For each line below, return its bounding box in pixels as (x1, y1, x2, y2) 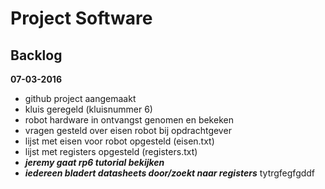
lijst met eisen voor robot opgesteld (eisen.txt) (24, 135, 215, 147)
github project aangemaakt (24, 93, 137, 104)
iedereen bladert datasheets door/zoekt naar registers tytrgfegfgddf (24, 167, 316, 179)
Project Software (10, 7, 153, 30)
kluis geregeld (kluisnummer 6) (24, 103, 153, 115)
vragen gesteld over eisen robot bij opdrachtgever (24, 125, 232, 136)
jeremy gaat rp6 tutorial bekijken (24, 157, 165, 168)
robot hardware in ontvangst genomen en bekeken (24, 114, 234, 126)
